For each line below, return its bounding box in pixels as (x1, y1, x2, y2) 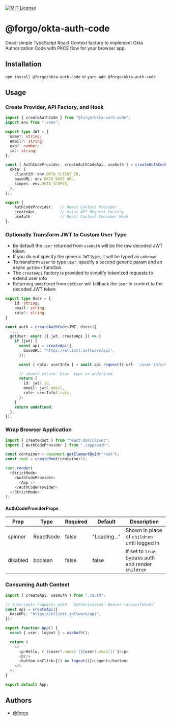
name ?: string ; (10, 134, 42, 139)
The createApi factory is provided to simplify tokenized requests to (12, 270, 154, 276)
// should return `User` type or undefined (18, 371, 113, 376)
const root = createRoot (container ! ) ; (5, 457, 88, 462)
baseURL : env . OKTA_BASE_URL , (14, 176, 76, 182)
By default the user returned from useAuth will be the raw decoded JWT (12, 243, 163, 249)
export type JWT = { (5, 129, 49, 134)
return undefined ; (14, 404, 53, 410)
